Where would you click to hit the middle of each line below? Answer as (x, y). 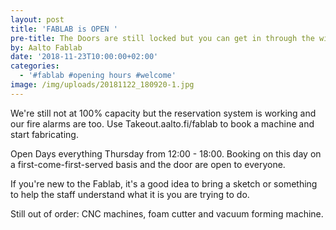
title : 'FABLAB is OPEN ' (64, 29)
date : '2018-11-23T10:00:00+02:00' (84, 57)
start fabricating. (44, 134)
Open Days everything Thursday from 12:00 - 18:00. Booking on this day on (166, 153)
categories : (35, 66)
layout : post (37, 19)
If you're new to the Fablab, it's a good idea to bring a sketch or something (164, 183)
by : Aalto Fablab (46, 47)
